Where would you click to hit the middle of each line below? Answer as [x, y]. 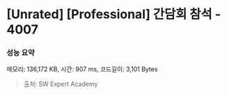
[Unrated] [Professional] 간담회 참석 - [113, 14]
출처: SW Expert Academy [61, 84]
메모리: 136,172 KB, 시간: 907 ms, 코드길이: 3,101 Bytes [82, 69]
